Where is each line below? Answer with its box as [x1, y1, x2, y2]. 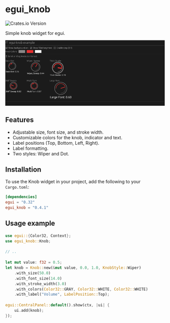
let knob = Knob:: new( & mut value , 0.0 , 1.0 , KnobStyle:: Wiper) [5, 265, 142, 270]
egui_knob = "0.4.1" [5, 205, 49, 211]
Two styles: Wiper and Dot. [12, 150, 69, 156]
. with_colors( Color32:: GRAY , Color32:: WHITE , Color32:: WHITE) [14, 287, 148, 292]
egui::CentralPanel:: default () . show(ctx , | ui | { [5, 303, 110, 308]
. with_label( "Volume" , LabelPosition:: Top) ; [14, 292, 110, 297]
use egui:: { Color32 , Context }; [5, 233, 71, 238]
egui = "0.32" [5, 200, 35, 205]
